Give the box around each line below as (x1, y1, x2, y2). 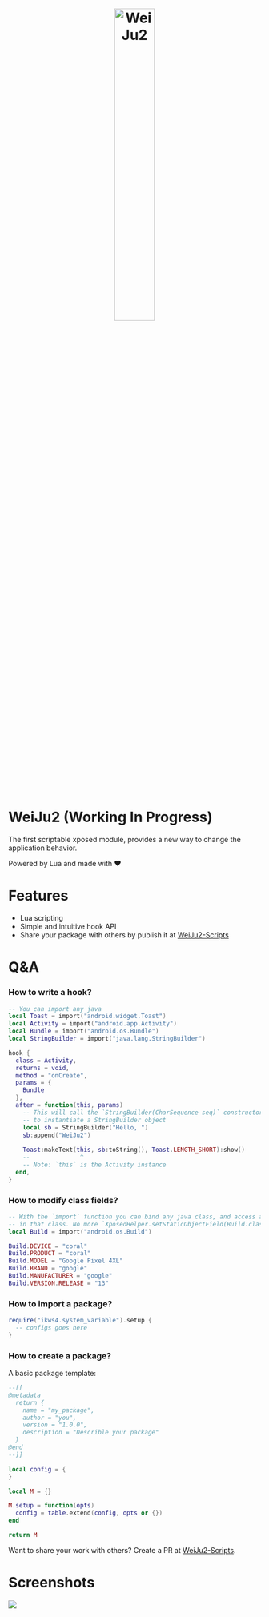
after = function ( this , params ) (15, 1101, 124, 1109)
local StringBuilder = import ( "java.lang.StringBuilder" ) (8, 1035, 206, 1043)
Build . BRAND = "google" (8, 1265, 88, 1273)
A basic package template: (8, 1369, 97, 1378)
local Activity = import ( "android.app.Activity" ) (8, 1020, 178, 1028)
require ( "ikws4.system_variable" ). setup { (8, 1317, 152, 1325)
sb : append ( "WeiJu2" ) (22, 1131, 91, 1139)
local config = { (8, 1465, 66, 1473)
